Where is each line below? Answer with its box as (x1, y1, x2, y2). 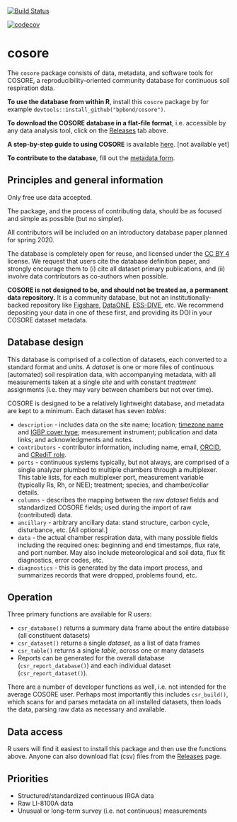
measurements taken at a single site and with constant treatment (7, 378, 197, 386)
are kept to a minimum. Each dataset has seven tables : (7, 406, 167, 415)
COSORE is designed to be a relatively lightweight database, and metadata (7, 399, 225, 407)
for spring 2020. (7, 235, 55, 244)
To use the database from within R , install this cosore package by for (7, 97, 209, 106)
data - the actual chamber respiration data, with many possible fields (17, 533, 219, 541)
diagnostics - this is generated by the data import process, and (17, 563, 203, 572)
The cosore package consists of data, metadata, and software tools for (7, 68, 214, 77)
